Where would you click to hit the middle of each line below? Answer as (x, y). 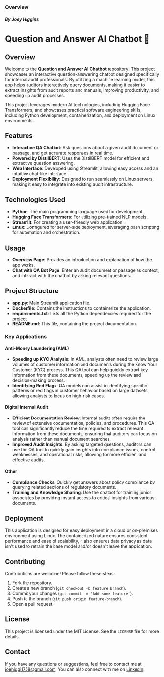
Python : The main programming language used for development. (78, 212)
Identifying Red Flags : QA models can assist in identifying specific (80, 385)
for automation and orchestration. (46, 232)
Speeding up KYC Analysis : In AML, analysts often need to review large (85, 359)
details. (13, 636)
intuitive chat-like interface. (40, 174)
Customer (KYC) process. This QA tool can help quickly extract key (80, 370)
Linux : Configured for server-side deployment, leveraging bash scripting (86, 227)
